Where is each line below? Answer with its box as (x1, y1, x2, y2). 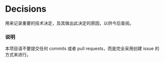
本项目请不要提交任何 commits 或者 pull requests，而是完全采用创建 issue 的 (5, 45, 160, 52)
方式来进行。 (5, 52, 31, 58)
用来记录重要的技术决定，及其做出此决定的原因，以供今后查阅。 (5, 20, 134, 26)
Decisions (5, 3, 47, 15)
